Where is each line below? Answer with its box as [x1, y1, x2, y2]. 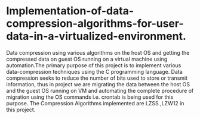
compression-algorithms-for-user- [6, 17, 184, 30]
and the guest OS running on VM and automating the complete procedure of [6, 87, 194, 94]
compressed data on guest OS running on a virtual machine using [6, 55, 168, 62]
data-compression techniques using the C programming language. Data [6, 68, 183, 75]
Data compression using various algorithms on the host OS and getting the [6, 49, 190, 56]
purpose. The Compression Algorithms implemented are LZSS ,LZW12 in [6, 99, 184, 107]
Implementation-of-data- [6, 4, 134, 18]
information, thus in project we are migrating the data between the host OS [6, 80, 190, 87]
